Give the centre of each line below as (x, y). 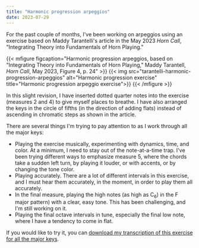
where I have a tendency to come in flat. (64, 221)
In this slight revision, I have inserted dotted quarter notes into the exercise (97, 95)
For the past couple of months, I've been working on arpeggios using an (94, 34)
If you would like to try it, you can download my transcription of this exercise (99, 232)
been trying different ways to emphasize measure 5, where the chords (101, 156)
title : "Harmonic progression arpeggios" (58, 12)
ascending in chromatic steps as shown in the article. (71, 114)
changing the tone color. (45, 169)
